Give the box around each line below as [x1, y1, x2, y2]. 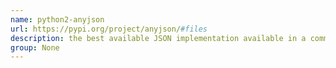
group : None [10, 42, 60, 53]
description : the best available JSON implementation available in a [10, 33, 307, 43]
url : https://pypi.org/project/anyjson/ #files [10, 24, 208, 34]
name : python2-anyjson [10, 14, 105, 25]
